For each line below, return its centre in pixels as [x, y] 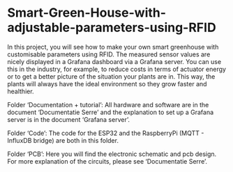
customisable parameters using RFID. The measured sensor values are [109, 54]
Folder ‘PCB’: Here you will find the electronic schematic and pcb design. [112, 154]
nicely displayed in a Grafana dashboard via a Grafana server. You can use [114, 61]
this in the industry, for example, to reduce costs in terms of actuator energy [117, 69]
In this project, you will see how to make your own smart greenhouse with [113, 47]
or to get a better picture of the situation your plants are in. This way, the [111, 76]
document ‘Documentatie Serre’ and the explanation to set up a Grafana [111, 112]
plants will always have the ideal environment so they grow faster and [107, 84]
